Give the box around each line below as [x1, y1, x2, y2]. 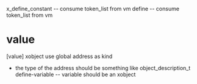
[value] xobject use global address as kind [6, 53, 113, 60]
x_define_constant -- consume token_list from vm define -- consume [6, 5, 180, 12]
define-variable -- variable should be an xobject [15, 71, 136, 78]
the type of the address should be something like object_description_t [15, 64, 191, 71]
